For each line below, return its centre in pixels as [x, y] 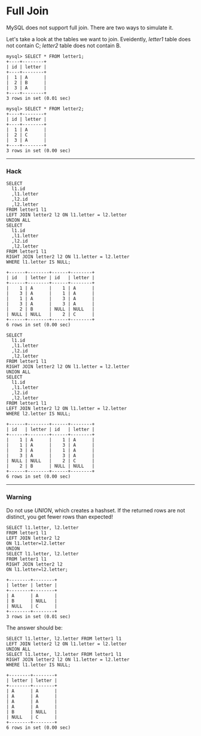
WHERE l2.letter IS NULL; [38, 414]
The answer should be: [34, 627]
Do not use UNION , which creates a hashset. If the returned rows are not [96, 510]
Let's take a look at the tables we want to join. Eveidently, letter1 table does [99, 39]
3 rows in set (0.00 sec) [38, 151]
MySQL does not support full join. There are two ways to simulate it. [90, 28]
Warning [19, 497]
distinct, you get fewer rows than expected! [60, 517]
